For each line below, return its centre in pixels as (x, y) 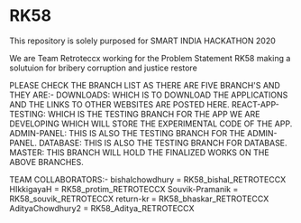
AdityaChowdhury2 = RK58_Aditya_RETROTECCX (102, 208)
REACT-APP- (255, 104)
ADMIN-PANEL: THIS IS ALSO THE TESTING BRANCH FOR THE (128, 133)
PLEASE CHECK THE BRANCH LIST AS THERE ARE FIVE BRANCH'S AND (145, 85)
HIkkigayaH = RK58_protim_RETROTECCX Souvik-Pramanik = (124, 189)
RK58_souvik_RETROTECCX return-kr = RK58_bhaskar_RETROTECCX (139, 199)
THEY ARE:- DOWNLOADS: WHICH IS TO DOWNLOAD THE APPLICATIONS (149, 95)
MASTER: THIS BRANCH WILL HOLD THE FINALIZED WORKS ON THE (139, 152)
